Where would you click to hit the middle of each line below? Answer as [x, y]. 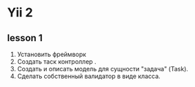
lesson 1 [25, 38]
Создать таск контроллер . [57, 62]
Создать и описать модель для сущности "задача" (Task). [102, 69]
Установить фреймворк [52, 54]
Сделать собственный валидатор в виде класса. [89, 76]
